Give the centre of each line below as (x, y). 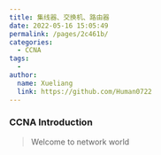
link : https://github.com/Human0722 (84, 91)
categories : (31, 42)
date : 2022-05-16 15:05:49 (59, 26)
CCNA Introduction (51, 122)
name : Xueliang (45, 83)
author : (23, 75)
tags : (19, 58)
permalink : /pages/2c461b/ (59, 34)
